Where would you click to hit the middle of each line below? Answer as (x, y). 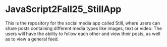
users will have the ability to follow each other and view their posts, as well (83, 33)
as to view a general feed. (32, 39)
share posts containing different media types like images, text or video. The (84, 28)
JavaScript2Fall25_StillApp (63, 9)
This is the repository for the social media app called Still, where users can (83, 23)
